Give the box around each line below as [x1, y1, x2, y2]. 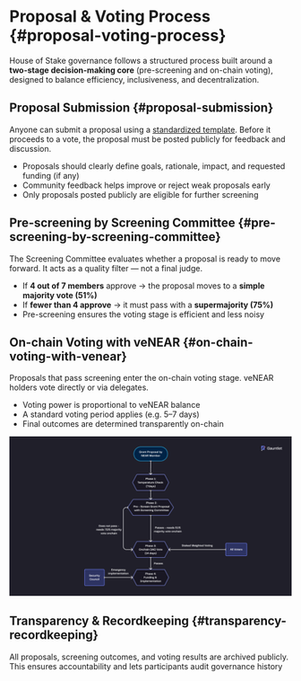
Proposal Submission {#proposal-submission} [9, 101, 274, 116]
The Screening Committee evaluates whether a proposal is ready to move [9, 253, 280, 264]
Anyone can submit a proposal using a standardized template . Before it [9, 124, 271, 135]
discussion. [9, 143, 52, 154]
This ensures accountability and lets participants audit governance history [9, 660, 283, 671]
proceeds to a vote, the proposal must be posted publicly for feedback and [9, 133, 286, 145]
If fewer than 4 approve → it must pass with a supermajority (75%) [21, 299, 274, 310]
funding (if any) [21, 170, 80, 181]
